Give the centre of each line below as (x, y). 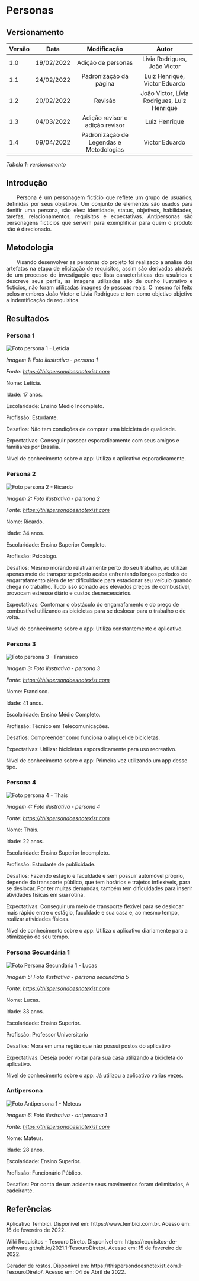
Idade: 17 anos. (25, 395)
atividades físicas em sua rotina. (45, 895)
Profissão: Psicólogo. (32, 556)
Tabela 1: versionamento (36, 164)
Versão (20, 49)
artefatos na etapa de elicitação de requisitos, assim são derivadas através (99, 268)
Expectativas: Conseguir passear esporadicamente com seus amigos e (93, 441)
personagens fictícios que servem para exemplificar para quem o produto (99, 222)
